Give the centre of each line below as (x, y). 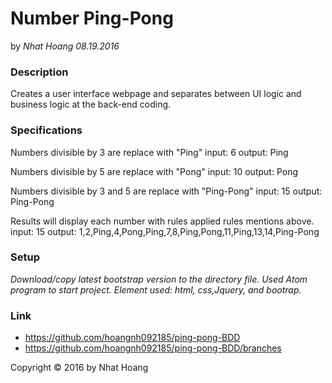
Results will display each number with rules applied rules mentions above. (162, 221)
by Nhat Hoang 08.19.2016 (65, 46)
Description (39, 72)
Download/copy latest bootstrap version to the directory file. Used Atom (159, 279)
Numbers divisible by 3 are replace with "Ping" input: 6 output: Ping (149, 152)
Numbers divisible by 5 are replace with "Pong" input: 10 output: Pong (154, 171)
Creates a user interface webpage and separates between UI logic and (156, 94)
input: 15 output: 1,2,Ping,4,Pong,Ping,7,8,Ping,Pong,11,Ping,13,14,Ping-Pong (165, 231)
